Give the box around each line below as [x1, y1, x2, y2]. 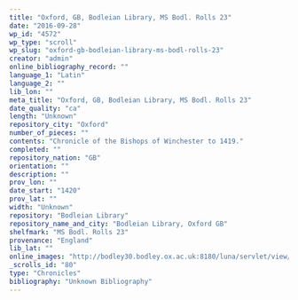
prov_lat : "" [9, 194, 58, 204]
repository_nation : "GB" [9, 153, 101, 162]
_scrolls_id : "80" [9, 261, 77, 270]
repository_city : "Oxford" [9, 121, 109, 130]
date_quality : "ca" [9, 104, 82, 113]
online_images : [9, 252, 66, 262]
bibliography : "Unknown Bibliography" [9, 277, 153, 286]
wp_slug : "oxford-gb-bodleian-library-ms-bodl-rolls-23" [9, 46, 224, 55]
